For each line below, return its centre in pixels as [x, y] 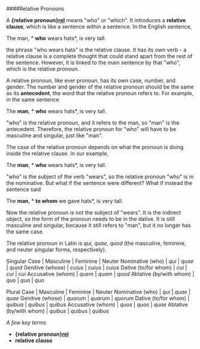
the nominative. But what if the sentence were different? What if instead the [99, 183]
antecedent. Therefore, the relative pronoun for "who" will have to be [91, 129]
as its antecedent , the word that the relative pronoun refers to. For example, [100, 93]
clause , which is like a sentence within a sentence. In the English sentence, [99, 27]
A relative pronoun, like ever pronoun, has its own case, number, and [91, 81]
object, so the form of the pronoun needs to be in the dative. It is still [91, 219]
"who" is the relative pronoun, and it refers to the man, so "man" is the [93, 123]
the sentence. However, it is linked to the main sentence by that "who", [93, 63]
